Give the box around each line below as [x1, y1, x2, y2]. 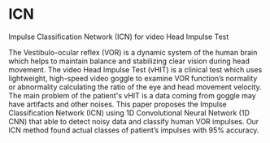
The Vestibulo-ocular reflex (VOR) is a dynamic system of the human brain [8, 47, 258, 57]
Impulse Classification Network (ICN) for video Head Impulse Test [8, 32, 229, 41]
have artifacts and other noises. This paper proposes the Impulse [8, 99, 227, 109]
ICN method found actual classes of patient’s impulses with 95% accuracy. [8, 125, 259, 135]
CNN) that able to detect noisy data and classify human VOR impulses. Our [8, 116, 259, 126]
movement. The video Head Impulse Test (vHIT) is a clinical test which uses [8, 64, 263, 74]
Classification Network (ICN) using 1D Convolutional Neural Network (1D [8, 107, 250, 118]
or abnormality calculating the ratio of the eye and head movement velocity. [8, 82, 262, 92]
